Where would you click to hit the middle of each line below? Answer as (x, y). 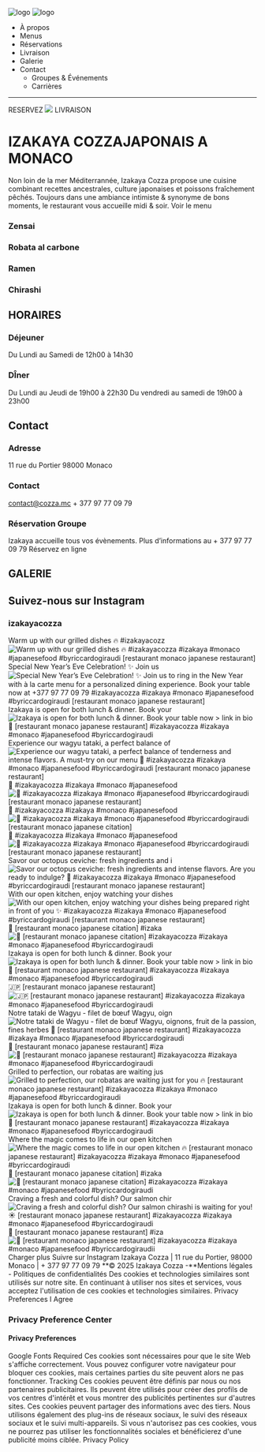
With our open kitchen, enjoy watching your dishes (91, 894)
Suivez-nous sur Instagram (77, 600)
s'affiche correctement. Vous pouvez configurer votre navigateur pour (122, 1364)
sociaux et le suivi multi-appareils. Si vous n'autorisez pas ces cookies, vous (132, 1423)
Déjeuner (26, 337)
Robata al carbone (44, 247)
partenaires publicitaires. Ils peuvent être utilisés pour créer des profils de (128, 1390)
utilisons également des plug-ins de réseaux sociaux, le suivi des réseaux (128, 1415)
